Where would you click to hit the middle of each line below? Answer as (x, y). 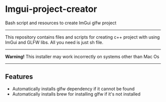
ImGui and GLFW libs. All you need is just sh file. (54, 42)
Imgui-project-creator (51, 9)
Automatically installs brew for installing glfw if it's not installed (76, 94)
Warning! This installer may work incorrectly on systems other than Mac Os (82, 56)
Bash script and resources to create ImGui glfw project (61, 23)
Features (19, 77)
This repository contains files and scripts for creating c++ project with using (83, 37)
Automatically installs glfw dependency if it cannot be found (73, 89)
